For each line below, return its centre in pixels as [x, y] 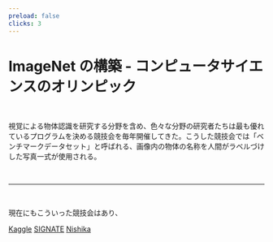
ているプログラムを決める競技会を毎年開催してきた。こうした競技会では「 [133, 136]
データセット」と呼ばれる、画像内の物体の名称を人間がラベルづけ [154, 146]
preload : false [34, 16]
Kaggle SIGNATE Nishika [50, 229]
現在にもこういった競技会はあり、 [65, 213]
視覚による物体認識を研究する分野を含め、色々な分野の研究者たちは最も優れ [136, 126]
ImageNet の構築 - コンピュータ [115, 66]
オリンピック [93, 86]
